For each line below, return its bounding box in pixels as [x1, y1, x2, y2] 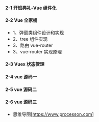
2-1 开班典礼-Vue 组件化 [5, 5, 57, 11]
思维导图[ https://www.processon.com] [12, 111, 94, 117]
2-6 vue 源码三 [5, 99, 37, 105]
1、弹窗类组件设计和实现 [12, 29, 64, 36]
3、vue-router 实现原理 [12, 48, 62, 54]
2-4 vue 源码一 [5, 74, 37, 80]
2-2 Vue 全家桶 [5, 17, 38, 23]
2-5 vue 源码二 [5, 86, 37, 93]
